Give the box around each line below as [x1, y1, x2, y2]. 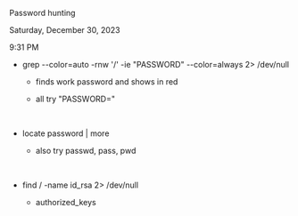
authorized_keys [35, 197, 96, 207]
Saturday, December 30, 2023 [9, 25, 120, 35]
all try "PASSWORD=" [35, 93, 116, 104]
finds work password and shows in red [35, 76, 178, 87]
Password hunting [9, 8, 76, 18]
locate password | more [21, 128, 110, 139]
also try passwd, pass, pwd [35, 146, 137, 156]
